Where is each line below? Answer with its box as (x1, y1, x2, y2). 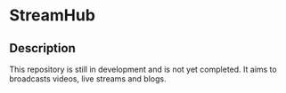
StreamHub (9, 5, 96, 26)
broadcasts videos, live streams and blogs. (9, 74, 167, 84)
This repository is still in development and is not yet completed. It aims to (9, 64, 278, 74)
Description (9, 41, 76, 56)
